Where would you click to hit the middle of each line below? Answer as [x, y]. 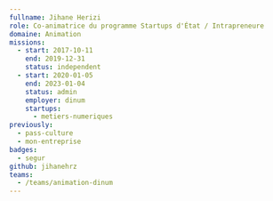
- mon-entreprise [49, 141]
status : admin [51, 92]
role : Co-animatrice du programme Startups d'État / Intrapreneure [137, 26]
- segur [32, 158]
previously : [31, 125]
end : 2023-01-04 [56, 84]
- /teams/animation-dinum [65, 183]
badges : [24, 149]
